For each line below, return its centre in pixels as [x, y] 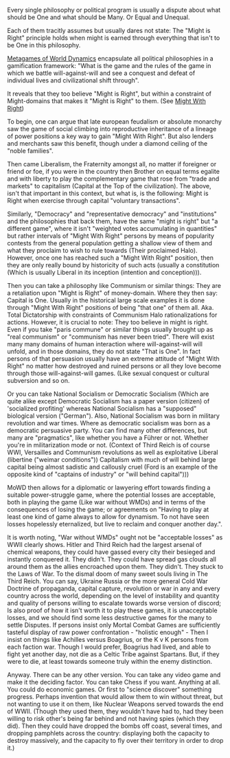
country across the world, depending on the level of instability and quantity [113, 596]
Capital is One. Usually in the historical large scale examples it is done [106, 300]
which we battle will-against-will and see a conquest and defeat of [101, 73]
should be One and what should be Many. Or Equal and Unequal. [99, 17]
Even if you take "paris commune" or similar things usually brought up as [110, 330]
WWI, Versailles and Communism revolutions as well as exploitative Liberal [113, 452]
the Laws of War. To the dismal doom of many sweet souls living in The [107, 574]
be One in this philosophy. [44, 45]
